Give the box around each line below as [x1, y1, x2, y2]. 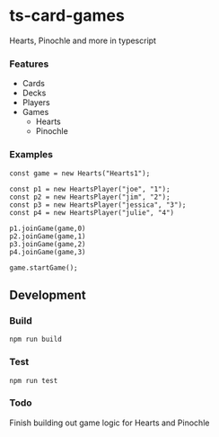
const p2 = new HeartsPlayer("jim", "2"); [9, 192, 171, 201]
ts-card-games [9, 5, 126, 26]
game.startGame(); [9, 263, 78, 272]
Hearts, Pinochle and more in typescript [9, 35, 157, 46]
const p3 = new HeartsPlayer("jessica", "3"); [9, 200, 187, 210]
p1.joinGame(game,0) [9, 224, 87, 233]
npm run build [9, 334, 63, 344]
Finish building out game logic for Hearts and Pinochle [9, 417, 210, 428]
